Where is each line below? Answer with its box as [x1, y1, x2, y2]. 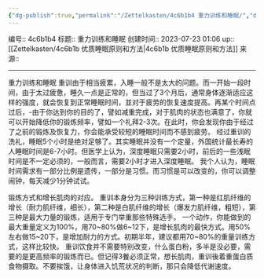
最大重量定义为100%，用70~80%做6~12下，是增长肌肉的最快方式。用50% [8, 221, 251, 232]
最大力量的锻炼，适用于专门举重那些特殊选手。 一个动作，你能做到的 [28, 212, 251, 221]
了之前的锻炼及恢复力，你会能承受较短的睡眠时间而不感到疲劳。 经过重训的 [8, 126, 251, 136]
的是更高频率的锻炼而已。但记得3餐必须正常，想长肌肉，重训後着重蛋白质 [14, 251, 254, 261]
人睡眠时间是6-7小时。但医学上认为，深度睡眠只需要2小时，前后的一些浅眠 [8, 146, 251, 155]
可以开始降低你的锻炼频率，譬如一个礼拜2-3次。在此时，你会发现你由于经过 [8, 117, 254, 126]
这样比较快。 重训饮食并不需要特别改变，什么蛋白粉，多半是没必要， [21, 241, 244, 251]
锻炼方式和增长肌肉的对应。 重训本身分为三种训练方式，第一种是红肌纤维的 [8, 192, 251, 202]
